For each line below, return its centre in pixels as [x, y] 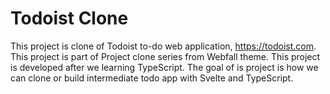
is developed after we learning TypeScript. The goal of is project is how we [164, 67]
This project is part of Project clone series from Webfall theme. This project [165, 56]
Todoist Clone [69, 18]
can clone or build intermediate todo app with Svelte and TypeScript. [152, 78]
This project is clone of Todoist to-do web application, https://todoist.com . [163, 46]
